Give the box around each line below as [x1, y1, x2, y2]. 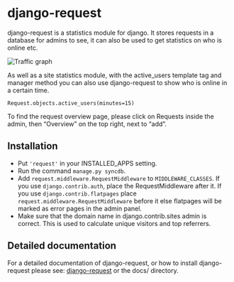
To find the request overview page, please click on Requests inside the [7, 112, 214, 120]
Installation [7, 140, 58, 152]
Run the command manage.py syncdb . [17, 167, 126, 175]
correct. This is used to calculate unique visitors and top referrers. [17, 219, 211, 227]
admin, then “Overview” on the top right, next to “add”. [7, 119, 167, 128]
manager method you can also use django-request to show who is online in [7, 78, 228, 86]
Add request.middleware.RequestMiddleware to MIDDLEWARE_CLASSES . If [17, 174, 220, 182]
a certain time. [7, 86, 50, 94]
